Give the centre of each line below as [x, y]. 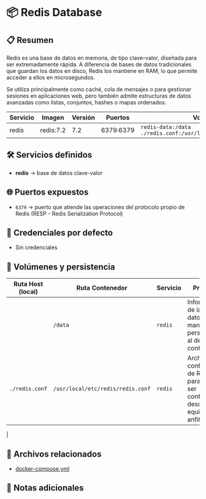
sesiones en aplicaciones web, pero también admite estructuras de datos [99, 96]
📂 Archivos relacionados [54, 454]
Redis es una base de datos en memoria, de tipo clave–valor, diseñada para [102, 58]
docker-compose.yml [42, 469]
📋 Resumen [30, 40]
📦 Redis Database [54, 13]
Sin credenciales [36, 247]
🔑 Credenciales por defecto [60, 233]
